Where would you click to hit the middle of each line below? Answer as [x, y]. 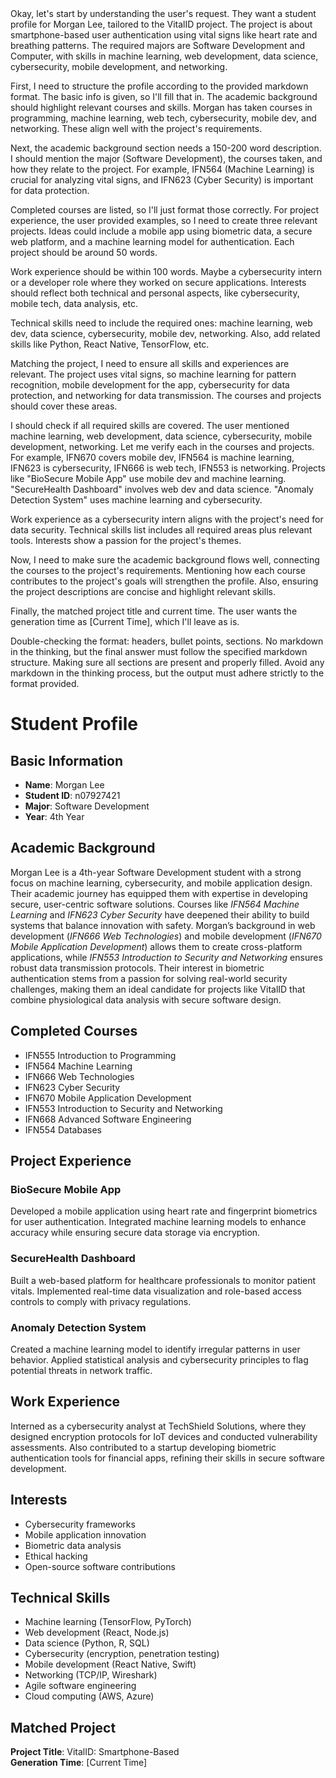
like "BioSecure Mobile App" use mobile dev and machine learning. [148, 478]
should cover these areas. [64, 406]
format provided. [45, 683]
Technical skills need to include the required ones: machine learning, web [161, 323]
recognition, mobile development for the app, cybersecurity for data [150, 385]
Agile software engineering [80, 1686]
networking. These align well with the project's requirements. [136, 128]
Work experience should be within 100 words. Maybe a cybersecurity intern [166, 271]
